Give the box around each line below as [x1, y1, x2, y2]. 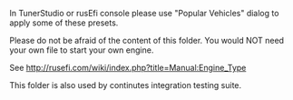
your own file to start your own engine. [9, 45, 154, 55]
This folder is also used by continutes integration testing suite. [9, 80, 242, 90]
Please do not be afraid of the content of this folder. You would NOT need [9, 35, 284, 45]
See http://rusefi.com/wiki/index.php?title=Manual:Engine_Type [9, 63, 247, 73]
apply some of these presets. [9, 17, 119, 28]
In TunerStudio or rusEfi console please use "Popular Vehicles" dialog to [9, 8, 279, 18]
